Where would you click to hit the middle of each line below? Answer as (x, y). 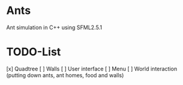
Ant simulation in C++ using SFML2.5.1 (54, 27)
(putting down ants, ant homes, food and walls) (65, 75)
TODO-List (34, 52)
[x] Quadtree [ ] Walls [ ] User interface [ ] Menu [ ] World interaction (92, 69)
